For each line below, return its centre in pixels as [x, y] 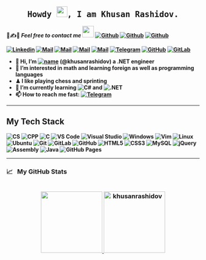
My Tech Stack [35, 122]
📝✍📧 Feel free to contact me [44, 35]
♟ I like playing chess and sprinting [61, 81]
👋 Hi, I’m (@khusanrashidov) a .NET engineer [85, 61]
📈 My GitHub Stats [37, 171]
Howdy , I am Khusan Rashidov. [103, 15]
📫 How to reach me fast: [47, 94]
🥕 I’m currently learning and [59, 87]
